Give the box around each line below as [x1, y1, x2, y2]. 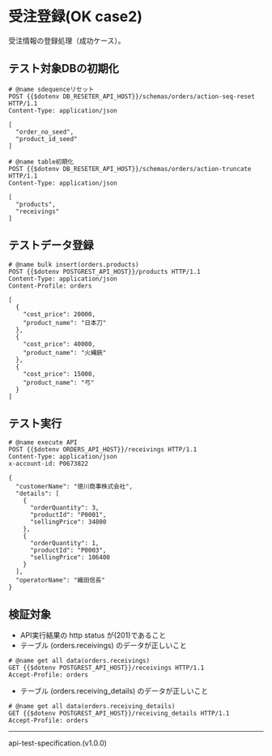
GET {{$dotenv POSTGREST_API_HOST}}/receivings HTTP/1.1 [8, 664, 205, 673]
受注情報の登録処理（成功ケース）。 [8, 36, 125, 45]
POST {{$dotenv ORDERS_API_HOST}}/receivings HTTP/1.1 [8, 446, 198, 454]
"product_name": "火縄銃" [23, 348, 107, 357]
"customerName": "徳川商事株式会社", [15, 483, 134, 491]
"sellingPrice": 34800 [29, 518, 107, 527]
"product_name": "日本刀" [23, 318, 107, 327]
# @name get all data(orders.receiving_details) [8, 703, 176, 711]
